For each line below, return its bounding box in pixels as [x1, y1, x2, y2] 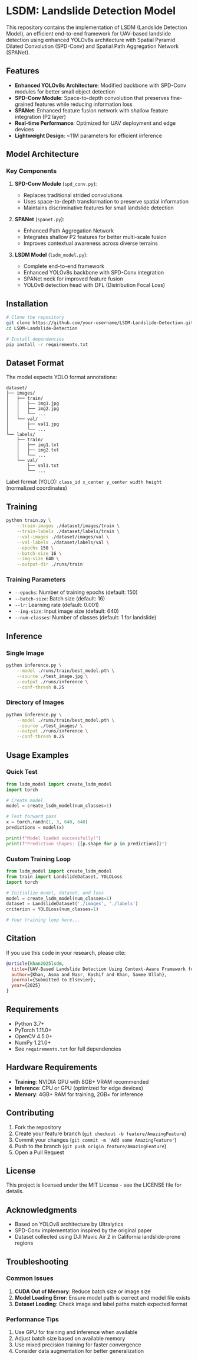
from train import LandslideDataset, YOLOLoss [6, 874, 123, 880]
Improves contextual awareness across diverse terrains [23, 240, 158, 247]
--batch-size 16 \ [16, 550, 62, 557]
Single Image [6, 649, 44, 657]
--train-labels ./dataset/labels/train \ [16, 528, 120, 534]
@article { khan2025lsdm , [6, 960, 65, 967]
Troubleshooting [6, 1256, 69, 1267]
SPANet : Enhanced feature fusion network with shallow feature [14, 106, 169, 114]
